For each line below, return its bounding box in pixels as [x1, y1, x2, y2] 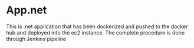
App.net [6, 4, 47, 17]
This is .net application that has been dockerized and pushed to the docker [6, 23, 188, 30]
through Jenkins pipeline [6, 35, 67, 42]
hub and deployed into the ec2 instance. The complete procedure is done [6, 29, 185, 36]
